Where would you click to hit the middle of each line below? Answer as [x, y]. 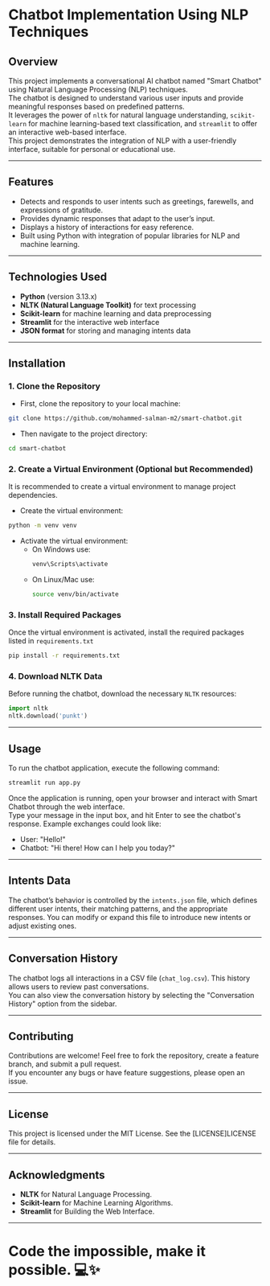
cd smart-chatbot [37, 449]
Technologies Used [57, 277]
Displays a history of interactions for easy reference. [107, 227]
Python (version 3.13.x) [59, 296]
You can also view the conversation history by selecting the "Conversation [131, 995]
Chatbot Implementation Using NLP [129, 15]
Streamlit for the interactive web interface [90, 322]
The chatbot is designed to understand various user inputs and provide [126, 98]
